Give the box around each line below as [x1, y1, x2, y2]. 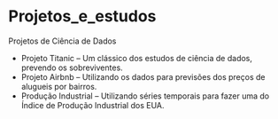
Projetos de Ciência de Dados [8, 36, 117, 46]
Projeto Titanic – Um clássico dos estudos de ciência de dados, [20, 52, 253, 63]
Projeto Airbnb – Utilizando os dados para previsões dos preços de [20, 71, 266, 82]
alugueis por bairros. [20, 81, 97, 91]
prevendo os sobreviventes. [20, 62, 123, 73]
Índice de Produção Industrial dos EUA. [20, 99, 165, 110]
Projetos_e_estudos [8, 6, 157, 27]
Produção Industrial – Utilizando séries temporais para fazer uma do [20, 91, 270, 101]
